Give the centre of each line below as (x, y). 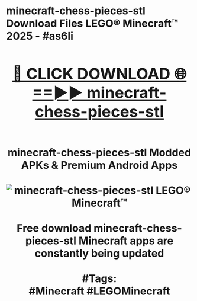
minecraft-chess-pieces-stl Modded (99, 153)
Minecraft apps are (126, 241)
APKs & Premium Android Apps (99, 165)
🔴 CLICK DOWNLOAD (91, 73)
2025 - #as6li (40, 36)
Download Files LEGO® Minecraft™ (92, 23)
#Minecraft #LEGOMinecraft (99, 291)
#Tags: (99, 278)
